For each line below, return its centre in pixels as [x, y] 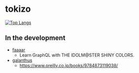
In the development [35, 38]
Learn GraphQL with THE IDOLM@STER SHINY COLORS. [77, 55]
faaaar [19, 49]
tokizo [18, 9]
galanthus [22, 60]
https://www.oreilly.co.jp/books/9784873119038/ [69, 65]
